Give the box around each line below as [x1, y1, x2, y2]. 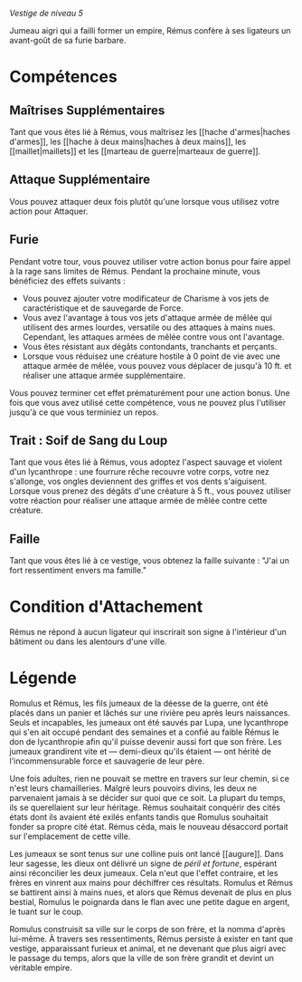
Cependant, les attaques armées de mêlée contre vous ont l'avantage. [22, 331, 285, 342]
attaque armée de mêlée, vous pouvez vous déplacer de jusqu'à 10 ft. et [22, 360, 292, 371]
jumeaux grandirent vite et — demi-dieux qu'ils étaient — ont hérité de [9, 746, 271, 757]
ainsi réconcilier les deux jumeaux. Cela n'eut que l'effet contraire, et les [9, 868, 278, 879]
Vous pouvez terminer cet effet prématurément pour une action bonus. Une [9, 387, 291, 398]
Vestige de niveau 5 [9, 8, 83, 18]
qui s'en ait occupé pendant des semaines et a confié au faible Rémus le [9, 727, 279, 737]
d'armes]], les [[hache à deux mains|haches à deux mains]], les [9, 136, 247, 147]
